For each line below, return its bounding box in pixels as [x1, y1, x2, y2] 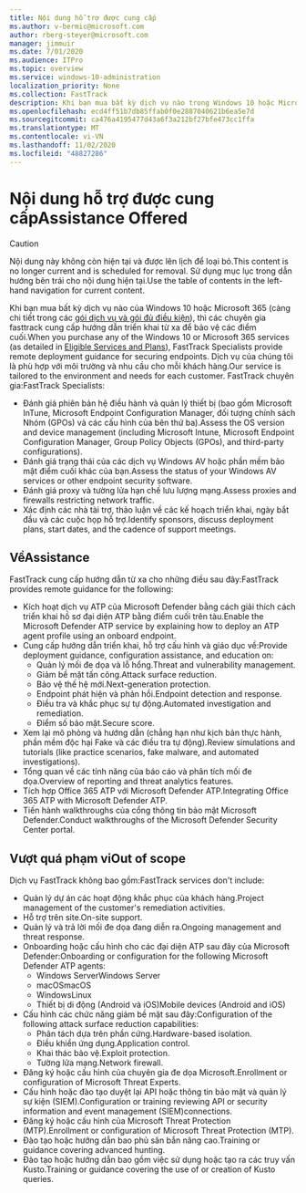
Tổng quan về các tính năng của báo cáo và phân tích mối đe [22, 766, 252, 777]
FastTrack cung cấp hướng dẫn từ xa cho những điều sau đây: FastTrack [9, 574, 280, 585]
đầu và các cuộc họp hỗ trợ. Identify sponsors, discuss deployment [22, 514, 274, 524]
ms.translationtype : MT [9, 124, 100, 133]
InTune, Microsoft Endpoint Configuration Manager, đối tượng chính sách [22, 407, 296, 418]
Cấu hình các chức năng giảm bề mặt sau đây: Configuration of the [22, 1009, 273, 1020]
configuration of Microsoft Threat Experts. [22, 1077, 181, 1088]
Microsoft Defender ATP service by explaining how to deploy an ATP [22, 621, 280, 632]
